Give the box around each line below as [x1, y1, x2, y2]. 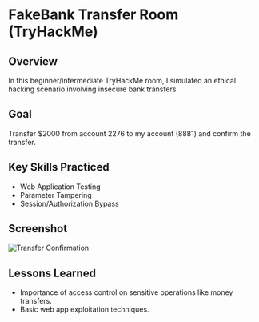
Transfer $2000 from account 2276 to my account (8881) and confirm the [8, 128, 252, 138]
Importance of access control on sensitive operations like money [19, 288, 233, 297]
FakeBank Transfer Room [8, 6, 179, 24]
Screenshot [8, 222, 68, 235]
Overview [8, 54, 58, 68]
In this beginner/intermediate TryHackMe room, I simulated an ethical [8, 76, 237, 85]
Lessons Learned [8, 266, 96, 280]
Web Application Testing [19, 182, 102, 191]
